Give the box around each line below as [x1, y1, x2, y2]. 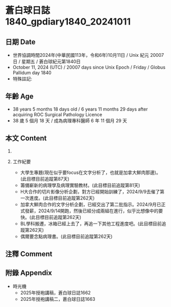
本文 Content [5, 134, 47, 143]
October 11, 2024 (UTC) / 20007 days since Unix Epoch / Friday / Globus [12, 64, 166, 70]
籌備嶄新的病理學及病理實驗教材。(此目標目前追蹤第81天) [20, 182, 140, 188]
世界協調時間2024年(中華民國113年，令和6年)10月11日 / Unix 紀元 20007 [12, 52, 164, 58]
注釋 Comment [5, 250, 53, 258]
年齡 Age [5, 92, 34, 101]
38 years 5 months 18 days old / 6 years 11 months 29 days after [12, 106, 148, 112]
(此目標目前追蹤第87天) [20, 176, 70, 182]
